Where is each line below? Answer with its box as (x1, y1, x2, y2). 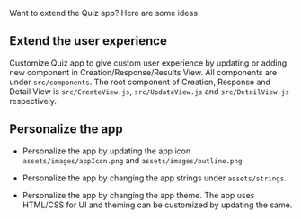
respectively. (9, 95, 57, 106)
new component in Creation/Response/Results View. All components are (9, 66, 278, 77)
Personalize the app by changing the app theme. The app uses (22, 189, 255, 200)
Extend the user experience (9, 33, 168, 48)
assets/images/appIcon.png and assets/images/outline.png (22, 154, 243, 165)
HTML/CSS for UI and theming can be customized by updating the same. (22, 199, 293, 210)
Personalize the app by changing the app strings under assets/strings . (22, 172, 288, 183)
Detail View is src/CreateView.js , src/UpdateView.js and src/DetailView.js (9, 85, 290, 97)
